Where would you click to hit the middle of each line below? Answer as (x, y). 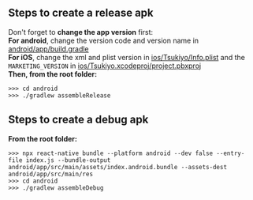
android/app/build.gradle (48, 49)
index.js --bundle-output (68, 160)
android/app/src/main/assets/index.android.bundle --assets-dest (117, 167)
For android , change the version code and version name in (104, 40)
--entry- (231, 153)
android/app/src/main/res (50, 174)
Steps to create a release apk (81, 13)
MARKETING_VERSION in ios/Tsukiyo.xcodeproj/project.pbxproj (105, 66)
